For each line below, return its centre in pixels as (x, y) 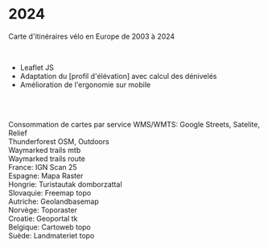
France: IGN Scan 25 (43, 167)
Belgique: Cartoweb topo (49, 227)
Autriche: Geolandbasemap (54, 201)
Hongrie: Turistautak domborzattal (65, 184)
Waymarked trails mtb (45, 150)
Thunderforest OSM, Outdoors (59, 141)
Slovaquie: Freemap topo (50, 192)
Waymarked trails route (47, 159)
